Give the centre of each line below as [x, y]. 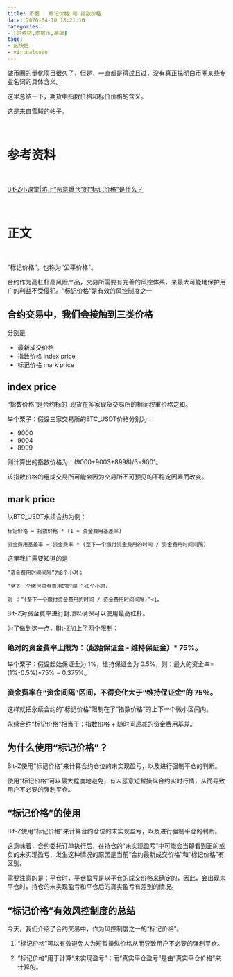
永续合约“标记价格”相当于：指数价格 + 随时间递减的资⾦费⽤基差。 [102, 724]
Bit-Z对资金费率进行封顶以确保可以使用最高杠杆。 [78, 613]
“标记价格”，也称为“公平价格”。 [52, 267]
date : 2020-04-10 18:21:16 [46, 20]
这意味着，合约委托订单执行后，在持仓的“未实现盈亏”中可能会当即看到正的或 [116, 846]
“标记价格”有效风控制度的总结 [71, 911]
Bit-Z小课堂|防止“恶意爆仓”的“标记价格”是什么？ [75, 189]
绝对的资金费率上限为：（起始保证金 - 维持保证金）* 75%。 [105, 648]
